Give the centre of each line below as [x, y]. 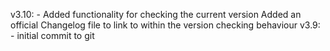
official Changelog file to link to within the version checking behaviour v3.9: [165, 25]
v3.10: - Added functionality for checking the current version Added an [156, 14]
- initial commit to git [52, 35]
